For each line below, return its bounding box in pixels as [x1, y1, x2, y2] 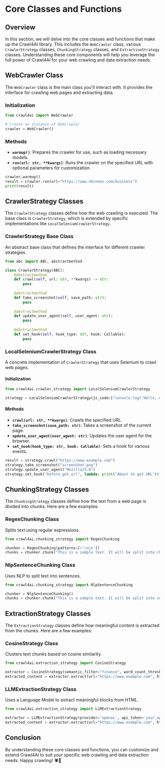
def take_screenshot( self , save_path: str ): [14, 295, 107, 300]
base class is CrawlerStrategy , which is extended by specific [5, 215, 129, 221]
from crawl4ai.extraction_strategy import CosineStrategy [5, 661, 126, 666]
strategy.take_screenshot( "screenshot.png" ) [5, 462, 98, 467]
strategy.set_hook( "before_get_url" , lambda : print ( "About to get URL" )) [5, 471, 160, 477]
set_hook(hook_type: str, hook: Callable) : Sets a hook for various [12, 443, 150, 449]
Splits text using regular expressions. [5, 527, 80, 533]
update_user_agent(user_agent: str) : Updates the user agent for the [12, 433, 152, 439]
